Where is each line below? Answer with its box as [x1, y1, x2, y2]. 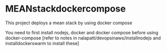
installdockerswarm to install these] [5, 40, 79, 46]
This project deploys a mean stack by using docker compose [5, 20, 133, 26]
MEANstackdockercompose [5, 3, 126, 15]
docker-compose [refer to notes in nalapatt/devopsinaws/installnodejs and [5, 35, 161, 41]
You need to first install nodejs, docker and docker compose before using [5, 29, 158, 35]
